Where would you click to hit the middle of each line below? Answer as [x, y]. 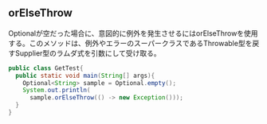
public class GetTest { [46, 68]
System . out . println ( [57, 91]
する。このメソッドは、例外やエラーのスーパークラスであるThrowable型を [130, 43]
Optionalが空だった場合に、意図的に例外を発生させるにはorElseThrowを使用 [133, 33]
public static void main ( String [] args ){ [85, 76]
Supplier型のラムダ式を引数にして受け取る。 [88, 53]
